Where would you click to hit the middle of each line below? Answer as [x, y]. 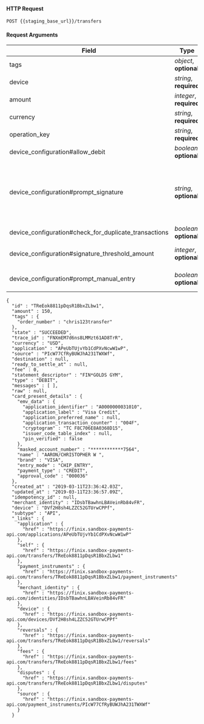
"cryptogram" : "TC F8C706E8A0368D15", [73, 428]
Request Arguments [32, 35]
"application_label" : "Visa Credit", [71, 412]
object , [184, 61]
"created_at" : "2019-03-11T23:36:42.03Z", [67, 487]
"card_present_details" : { [47, 397]
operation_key [30, 135]
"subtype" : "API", [36, 513]
